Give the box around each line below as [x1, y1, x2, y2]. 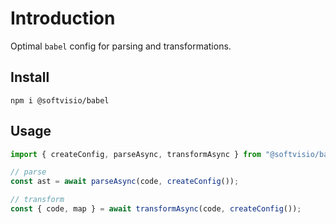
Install [10, 69, 50, 86]
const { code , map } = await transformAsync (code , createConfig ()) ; [10, 204, 302, 214]
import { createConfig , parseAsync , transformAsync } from [10, 149, 262, 159]
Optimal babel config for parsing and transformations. [10, 40, 232, 52]
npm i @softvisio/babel [10, 95, 110, 106]
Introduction [10, 7, 116, 30]
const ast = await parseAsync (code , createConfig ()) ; [10, 177, 240, 187]
